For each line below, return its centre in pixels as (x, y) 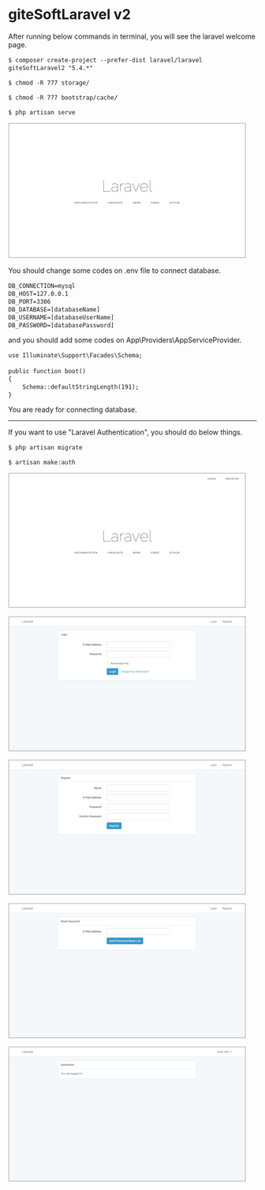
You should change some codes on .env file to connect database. (115, 270)
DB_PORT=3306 (30, 301)
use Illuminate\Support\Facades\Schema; (76, 355)
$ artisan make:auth (42, 462)
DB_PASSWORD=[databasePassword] (61, 325)
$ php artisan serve (42, 112)
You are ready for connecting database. (73, 409)
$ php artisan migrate (45, 447)
